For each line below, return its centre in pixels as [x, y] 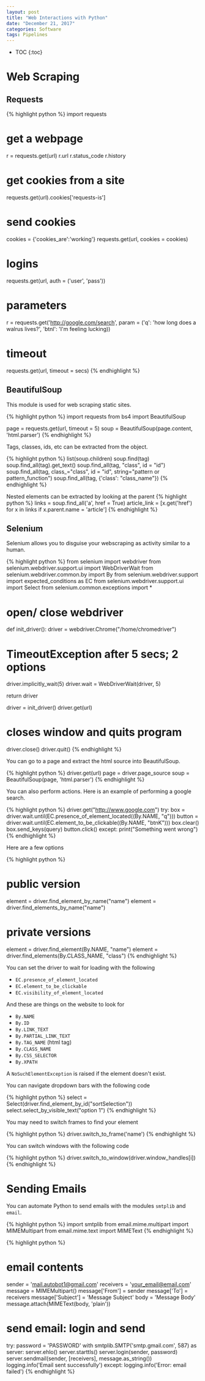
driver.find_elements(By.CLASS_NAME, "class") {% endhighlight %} [92, 956]
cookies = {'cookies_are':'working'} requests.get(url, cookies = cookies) [97, 239]
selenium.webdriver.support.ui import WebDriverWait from [80, 568]
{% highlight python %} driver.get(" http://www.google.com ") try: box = [96, 810]
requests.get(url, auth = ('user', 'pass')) [56, 281]
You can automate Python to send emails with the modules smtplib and [96, 1206]
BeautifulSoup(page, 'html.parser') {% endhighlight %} [76, 780]
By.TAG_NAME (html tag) [43, 1042]
